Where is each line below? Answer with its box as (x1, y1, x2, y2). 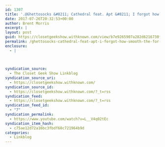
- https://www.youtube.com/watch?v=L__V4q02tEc (9, 116, 109, 122)
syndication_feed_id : (5, 103, 50, 108)
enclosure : (5, 44, 27, 49)
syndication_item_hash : (5, 121, 54, 126)
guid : (5, 35, 16, 40)
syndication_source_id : (5, 84, 54, 90)
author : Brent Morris (5, 21, 50, 26)
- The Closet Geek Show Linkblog (9, 71, 78, 76)
